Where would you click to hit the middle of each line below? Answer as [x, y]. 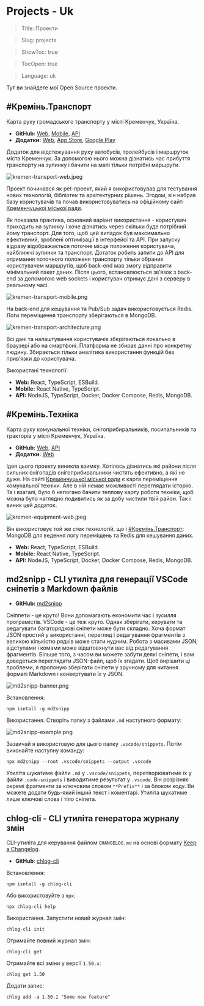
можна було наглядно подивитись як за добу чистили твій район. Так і [99, 498]
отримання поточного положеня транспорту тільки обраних [85, 259]
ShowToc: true [39, 52]
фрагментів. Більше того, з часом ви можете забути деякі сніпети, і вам [100, 655]
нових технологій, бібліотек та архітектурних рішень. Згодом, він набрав [101, 195]
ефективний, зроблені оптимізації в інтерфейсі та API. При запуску [93, 239]
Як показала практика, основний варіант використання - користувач [96, 220]
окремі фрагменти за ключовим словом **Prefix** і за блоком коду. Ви [100, 786]
